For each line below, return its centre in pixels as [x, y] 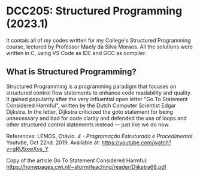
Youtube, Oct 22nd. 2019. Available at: [53, 142]
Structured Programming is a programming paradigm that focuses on [91, 86]
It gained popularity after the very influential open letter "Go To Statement [97, 99]
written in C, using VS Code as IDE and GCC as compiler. [76, 53]
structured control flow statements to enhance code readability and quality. [99, 92]
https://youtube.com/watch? [137, 142]
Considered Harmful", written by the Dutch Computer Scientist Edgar [91, 105]
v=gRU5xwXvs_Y [28, 148]
